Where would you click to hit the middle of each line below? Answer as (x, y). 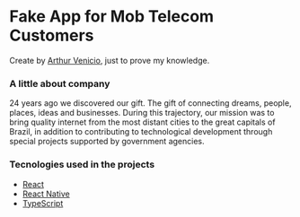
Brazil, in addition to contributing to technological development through (141, 132)
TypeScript (43, 203)
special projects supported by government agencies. (107, 142)
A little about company (60, 83)
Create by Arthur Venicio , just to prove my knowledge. (110, 60)
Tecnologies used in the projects (82, 165)
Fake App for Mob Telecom (111, 17)
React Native (46, 194)
